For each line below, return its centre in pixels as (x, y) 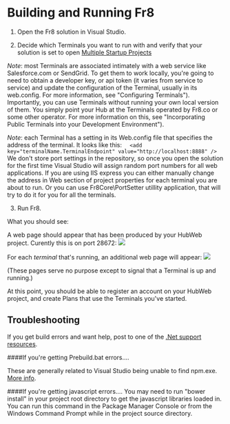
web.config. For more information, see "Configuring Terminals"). (98, 95)
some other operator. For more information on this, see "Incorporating (106, 117)
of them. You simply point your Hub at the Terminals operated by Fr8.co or (113, 109)
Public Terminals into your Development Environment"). (86, 124)
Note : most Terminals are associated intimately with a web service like (107, 65)
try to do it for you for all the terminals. (62, 195)
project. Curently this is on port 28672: (62, 243)
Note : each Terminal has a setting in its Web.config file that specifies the (110, 137)
